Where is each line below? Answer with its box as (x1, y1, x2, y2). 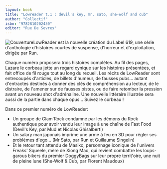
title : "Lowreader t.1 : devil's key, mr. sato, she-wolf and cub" (5, 12, 149, 17)
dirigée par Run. (5, 50, 38, 56)
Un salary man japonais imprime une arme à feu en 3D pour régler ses (12, 132, 157, 138)
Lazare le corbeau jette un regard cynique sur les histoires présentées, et (5, 65, 156, 71)
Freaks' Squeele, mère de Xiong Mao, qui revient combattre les (12, 148, 142, 154)
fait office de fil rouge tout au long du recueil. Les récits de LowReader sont (5, 70, 161, 76)
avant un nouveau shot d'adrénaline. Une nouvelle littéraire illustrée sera (5, 91, 154, 97)
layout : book (5, 7, 32, 12)
